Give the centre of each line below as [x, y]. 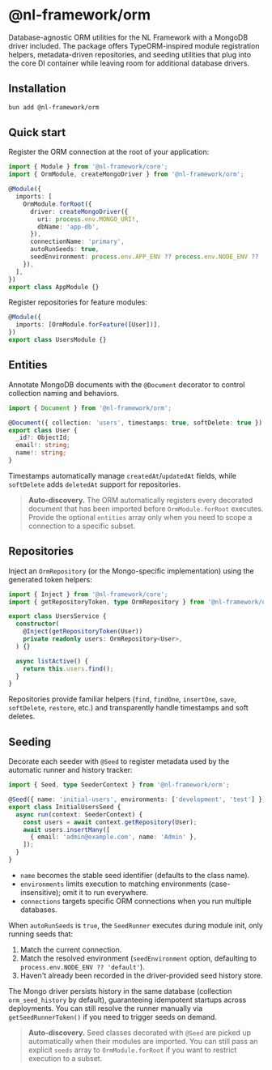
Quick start [37, 132]
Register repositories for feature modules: [78, 302]
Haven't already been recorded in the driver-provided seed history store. [141, 975]
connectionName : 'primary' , [77, 242]
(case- [219, 884]
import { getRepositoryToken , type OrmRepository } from [106, 602]
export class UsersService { [57, 616]
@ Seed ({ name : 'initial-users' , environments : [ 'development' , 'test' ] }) [137, 799]
